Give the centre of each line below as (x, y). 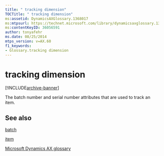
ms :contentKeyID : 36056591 (32, 28)
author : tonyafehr (24, 32)
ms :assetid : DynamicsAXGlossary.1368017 (47, 19)
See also (18, 118)
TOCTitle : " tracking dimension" (39, 14)
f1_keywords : (18, 46)
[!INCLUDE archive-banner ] (32, 88)
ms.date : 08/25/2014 (26, 37)
